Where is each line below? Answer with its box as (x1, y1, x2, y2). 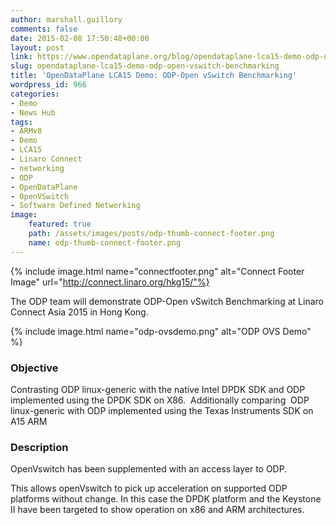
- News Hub (10, 107, 56, 118)
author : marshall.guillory (10, 14, 123, 25)
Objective (10, 361, 59, 375)
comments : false (10, 24, 78, 34)
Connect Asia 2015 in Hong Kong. (10, 306, 149, 318)
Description (10, 440, 69, 454)
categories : (10, 89, 60, 99)
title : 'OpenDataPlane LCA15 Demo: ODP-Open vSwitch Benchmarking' (10, 71, 298, 81)
